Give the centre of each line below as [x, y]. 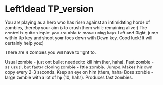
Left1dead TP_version [50, 9]
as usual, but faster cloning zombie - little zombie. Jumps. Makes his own [79, 67]
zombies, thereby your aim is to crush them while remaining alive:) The [76, 27]
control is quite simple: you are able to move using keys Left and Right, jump [82, 33]
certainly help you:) [24, 43]
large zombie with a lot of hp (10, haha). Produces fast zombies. [69, 77]
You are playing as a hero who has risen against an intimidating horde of [78, 22]
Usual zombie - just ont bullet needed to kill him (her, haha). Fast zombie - [79, 62]
